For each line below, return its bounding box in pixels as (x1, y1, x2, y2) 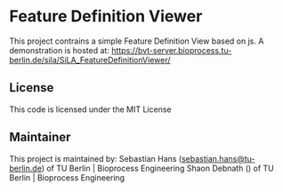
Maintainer (9, 130, 71, 145)
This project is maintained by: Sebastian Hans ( (9, 153, 182, 164)
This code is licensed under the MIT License (9, 104, 172, 115)
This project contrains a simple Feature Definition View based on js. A (9, 36, 264, 46)
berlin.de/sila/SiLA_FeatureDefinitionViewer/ (9, 54, 171, 65)
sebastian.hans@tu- (181, 153, 255, 164)
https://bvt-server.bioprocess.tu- (110, 44, 232, 55)
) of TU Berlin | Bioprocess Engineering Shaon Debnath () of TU (41, 163, 274, 173)
